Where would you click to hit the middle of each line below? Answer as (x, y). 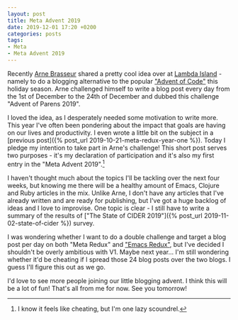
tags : (15, 40)
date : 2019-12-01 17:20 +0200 (52, 27)
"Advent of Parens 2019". (44, 104)
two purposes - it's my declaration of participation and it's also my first (111, 155)
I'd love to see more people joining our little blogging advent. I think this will (117, 280)
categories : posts (34, 34)
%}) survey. (77, 223)
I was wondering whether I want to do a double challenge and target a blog (117, 237)
